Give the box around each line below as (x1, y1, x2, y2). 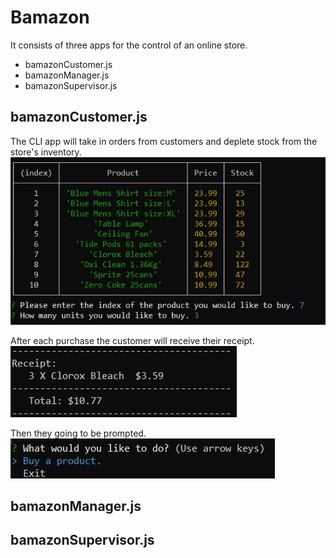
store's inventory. (10, 146, 82, 158)
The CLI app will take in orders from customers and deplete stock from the (10, 135, 318, 147)
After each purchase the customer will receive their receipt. (10, 334, 255, 346)
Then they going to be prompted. (10, 427, 147, 439)
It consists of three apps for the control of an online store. (10, 39, 248, 51)
